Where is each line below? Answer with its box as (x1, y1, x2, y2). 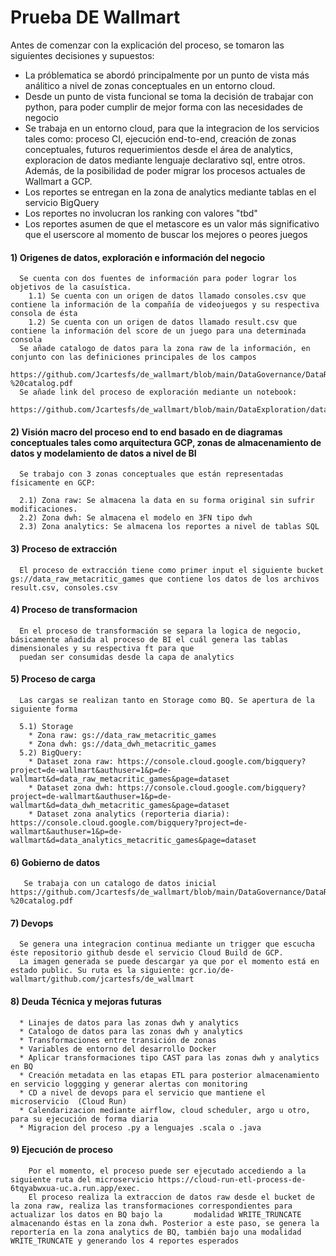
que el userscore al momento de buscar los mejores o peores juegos (24, 228, 308, 240)
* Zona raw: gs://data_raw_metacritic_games (28, 730, 217, 740)
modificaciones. (10, 504, 78, 515)
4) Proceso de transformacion (10, 604, 138, 616)
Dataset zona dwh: (36, 782, 114, 793)
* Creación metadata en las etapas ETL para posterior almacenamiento (19, 1070, 320, 1080)
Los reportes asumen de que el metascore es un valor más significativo (24, 217, 320, 230)
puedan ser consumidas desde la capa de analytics (19, 652, 235, 662)
